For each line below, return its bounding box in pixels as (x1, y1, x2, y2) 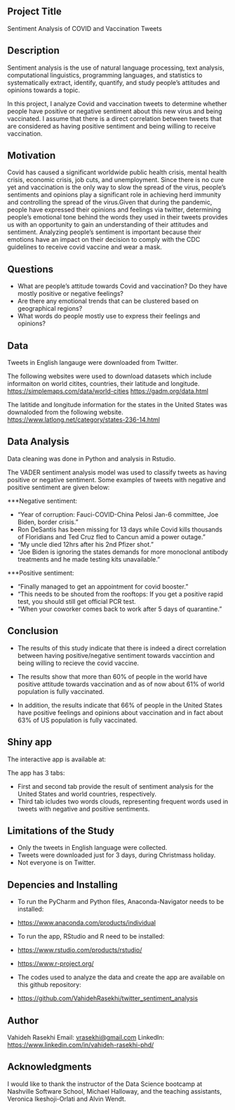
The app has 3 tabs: (7, 768, 65, 777)
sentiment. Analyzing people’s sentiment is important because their (7, 228, 202, 236)
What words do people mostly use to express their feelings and (17, 312, 201, 321)
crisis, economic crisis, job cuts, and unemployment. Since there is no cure (7, 176, 224, 184)
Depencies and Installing (7, 879, 118, 891)
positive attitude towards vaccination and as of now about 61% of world (17, 680, 225, 688)
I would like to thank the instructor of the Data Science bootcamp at (7, 1079, 203, 1088)
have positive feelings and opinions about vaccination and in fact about (17, 708, 224, 716)
